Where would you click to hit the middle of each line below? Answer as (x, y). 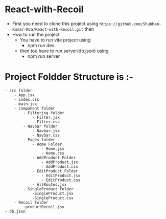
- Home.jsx (53, 149)
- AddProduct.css (60, 167)
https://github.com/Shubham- (130, 24)
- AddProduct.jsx (60, 162)
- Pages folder (39, 140)
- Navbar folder (40, 126)
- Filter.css (46, 122)
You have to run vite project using (55, 40)
